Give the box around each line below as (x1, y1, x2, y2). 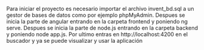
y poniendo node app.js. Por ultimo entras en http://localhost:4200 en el (6, 31, 188, 38)
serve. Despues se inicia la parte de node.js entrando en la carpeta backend (6, 24, 199, 31)
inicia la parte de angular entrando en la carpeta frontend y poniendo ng (6, 18, 188, 25)
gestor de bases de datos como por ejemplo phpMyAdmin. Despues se (6, 11, 185, 19)
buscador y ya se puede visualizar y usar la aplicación (6, 37, 143, 44)
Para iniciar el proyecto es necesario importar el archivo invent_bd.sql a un (6, 5, 194, 12)
